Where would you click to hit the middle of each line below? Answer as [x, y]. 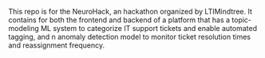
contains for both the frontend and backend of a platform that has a [119, 20]
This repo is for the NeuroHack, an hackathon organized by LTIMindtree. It [131, 12]
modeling [24, 28]
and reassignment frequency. [57, 45]
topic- [241, 20]
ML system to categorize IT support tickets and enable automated [149, 28]
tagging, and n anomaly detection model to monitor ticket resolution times [130, 37]
